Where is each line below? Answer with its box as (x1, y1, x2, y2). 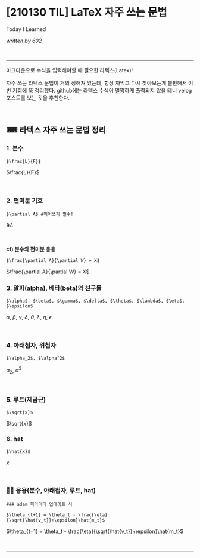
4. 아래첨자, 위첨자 (6, 341, 57, 350)
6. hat (6, 435, 23, 443)
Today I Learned (6, 25, 46, 33)
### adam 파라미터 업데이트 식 (6, 501, 73, 507)
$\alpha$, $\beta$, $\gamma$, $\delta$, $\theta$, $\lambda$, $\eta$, (6, 298, 185, 304)
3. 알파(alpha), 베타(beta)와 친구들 (6, 284, 102, 292)
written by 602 (6, 37, 42, 44)
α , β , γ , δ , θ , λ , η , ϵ (6, 314, 52, 321)
